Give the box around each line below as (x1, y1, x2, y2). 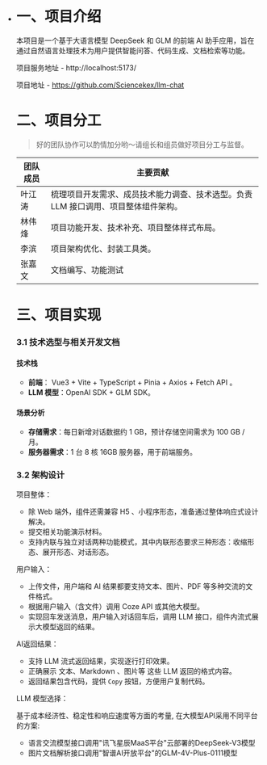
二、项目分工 (15, 111, 102, 130)
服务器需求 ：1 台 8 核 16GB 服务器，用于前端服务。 (27, 448, 198, 457)
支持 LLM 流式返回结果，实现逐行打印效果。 (27, 656, 174, 666)
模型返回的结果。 (42, 621, 99, 631)
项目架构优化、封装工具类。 (50, 243, 156, 254)
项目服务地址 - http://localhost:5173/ (15, 62, 137, 73)
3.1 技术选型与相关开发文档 (15, 336, 120, 347)
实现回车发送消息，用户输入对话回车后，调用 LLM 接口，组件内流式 (27, 612, 252, 621)
